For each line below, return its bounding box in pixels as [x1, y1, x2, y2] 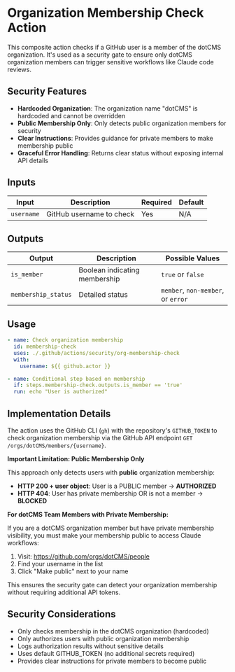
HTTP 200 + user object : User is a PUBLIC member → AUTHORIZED [17, 482, 217, 490]
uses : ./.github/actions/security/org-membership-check [13, 349, 180, 356]
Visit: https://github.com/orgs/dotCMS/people [17, 552, 150, 561]
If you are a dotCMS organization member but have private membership [7, 524, 215, 532]
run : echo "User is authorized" [13, 388, 108, 395]
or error [160, 294, 188, 304]
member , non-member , [160, 286, 225, 295]
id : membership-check [13, 343, 77, 351]
